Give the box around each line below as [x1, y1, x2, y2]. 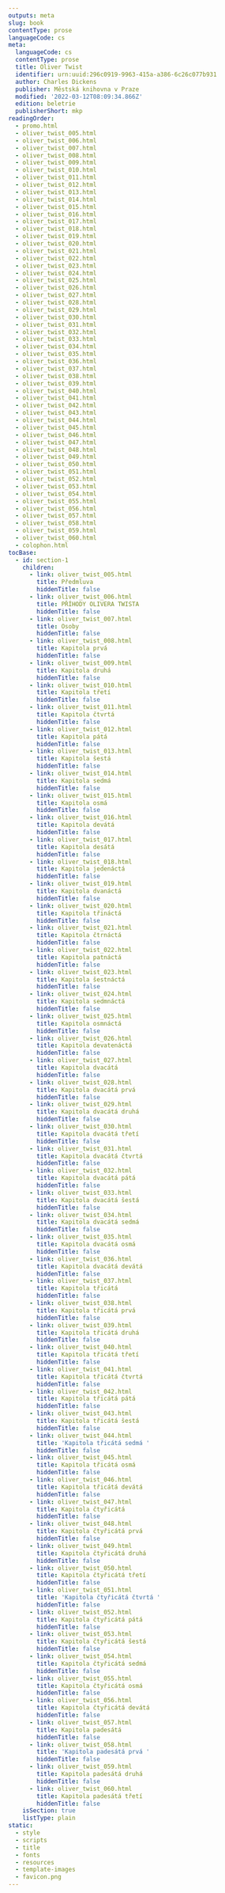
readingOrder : [8, 115, 55, 123]
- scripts [15, 1836, 47, 1844]
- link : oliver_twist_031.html [28, 1144, 133, 1152]
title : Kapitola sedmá [36, 776, 111, 784]
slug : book [8, 19, 44, 27]
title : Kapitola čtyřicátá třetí [36, 1572, 147, 1580]
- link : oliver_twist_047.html [28, 1497, 133, 1506]
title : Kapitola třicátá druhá [36, 1329, 140, 1337]
